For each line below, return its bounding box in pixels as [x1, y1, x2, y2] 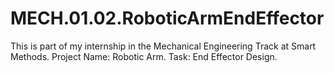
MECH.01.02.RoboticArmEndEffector [10, 7, 325, 30]
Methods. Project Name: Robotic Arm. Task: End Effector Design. [10, 50, 278, 62]
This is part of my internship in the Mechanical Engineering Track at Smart [10, 40, 317, 52]
